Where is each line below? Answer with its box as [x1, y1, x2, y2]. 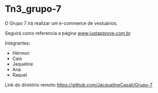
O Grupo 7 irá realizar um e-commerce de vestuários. [5, 20, 118, 26]
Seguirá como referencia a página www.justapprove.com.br [5, 30, 131, 36]
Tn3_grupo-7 [5, 3, 62, 15]
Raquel [12, 71, 28, 78]
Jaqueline [12, 61, 33, 67]
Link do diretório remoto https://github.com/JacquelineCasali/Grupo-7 [5, 82, 153, 88]
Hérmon [12, 50, 30, 56]
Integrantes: [5, 40, 30, 46]
